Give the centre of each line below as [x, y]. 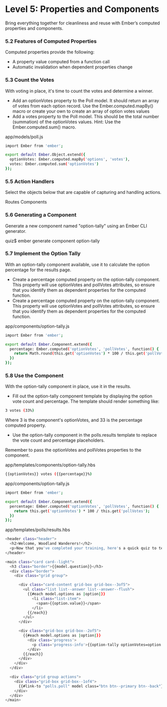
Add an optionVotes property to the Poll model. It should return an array [85, 100]
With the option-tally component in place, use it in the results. [68, 386]
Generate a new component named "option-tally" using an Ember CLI [76, 226]
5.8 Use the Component [34, 375]
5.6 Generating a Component [41, 215]
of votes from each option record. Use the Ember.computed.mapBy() [83, 106]
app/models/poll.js [24, 137]
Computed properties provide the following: [50, 52]
